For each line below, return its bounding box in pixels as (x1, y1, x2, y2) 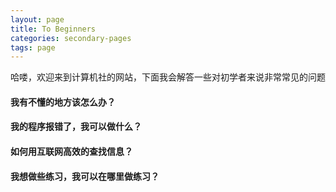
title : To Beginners (10, 24, 97, 34)
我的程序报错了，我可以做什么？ (10, 121, 142, 133)
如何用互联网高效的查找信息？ (10, 146, 133, 158)
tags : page (10, 42, 56, 53)
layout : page (10, 14, 65, 25)
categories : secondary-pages (10, 33, 132, 43)
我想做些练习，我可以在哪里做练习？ (10, 170, 160, 182)
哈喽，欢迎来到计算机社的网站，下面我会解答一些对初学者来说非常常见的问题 (10, 71, 326, 83)
